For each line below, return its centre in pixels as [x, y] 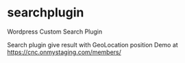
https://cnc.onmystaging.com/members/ [64, 52]
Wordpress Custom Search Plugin [55, 32]
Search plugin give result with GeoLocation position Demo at [92, 45]
